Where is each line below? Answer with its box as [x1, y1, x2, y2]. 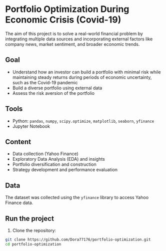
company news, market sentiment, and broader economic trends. [5, 41, 140, 47]
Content [5, 137, 31, 146]
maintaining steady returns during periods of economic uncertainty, [12, 74, 152, 80]
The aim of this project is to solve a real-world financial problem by [5, 30, 143, 36]
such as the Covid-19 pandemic [12, 79, 78, 85]
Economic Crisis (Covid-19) [5, 14, 121, 25]
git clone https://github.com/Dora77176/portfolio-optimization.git [5, 237, 151, 242]
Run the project [5, 214, 54, 223]
